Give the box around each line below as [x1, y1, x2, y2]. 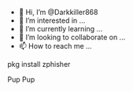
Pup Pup [7, 75, 35, 84]
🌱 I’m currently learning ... [18, 24, 103, 33]
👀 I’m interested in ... [18, 16, 86, 25]
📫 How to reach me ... [18, 42, 92, 50]
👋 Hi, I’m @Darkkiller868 [18, 8, 98, 17]
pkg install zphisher [7, 60, 71, 68]
